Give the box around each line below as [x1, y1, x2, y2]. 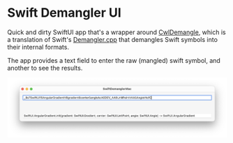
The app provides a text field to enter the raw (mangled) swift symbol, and [7, 56, 221, 64]
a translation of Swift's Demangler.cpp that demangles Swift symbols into [7, 35, 218, 43]
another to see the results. [7, 63, 83, 72]
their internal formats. [7, 43, 70, 51]
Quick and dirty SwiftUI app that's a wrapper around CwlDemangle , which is [7, 28, 226, 36]
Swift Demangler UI [7, 5, 122, 21]
